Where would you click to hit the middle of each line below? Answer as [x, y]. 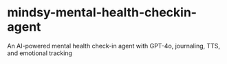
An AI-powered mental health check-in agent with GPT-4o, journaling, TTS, [114, 46]
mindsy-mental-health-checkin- [102, 13]
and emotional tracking [40, 53]
